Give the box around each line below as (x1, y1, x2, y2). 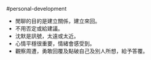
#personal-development (6, 5, 67, 12)
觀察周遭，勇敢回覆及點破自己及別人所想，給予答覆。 (15, 47, 149, 55)
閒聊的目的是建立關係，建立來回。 (15, 17, 101, 25)
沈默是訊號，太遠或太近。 (15, 32, 79, 40)
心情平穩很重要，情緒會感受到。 (15, 40, 95, 47)
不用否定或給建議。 (15, 25, 64, 32)
